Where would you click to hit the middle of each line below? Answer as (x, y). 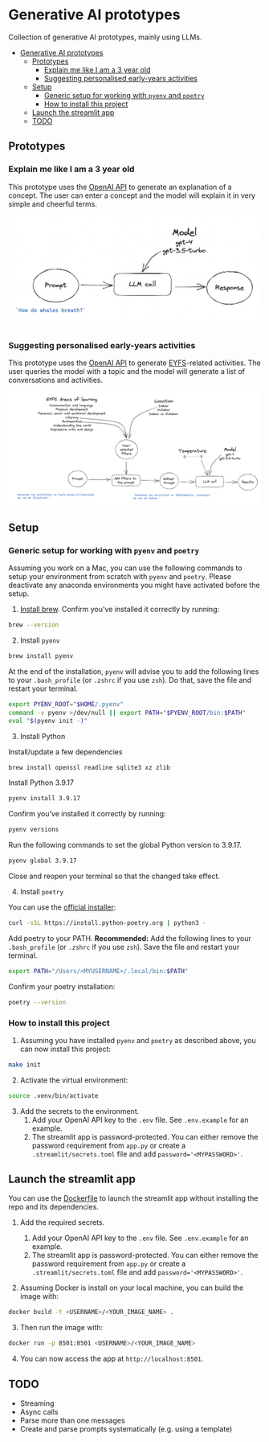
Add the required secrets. (62, 1222)
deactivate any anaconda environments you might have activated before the (134, 585)
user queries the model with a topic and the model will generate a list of (127, 371)
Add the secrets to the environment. (79, 1111)
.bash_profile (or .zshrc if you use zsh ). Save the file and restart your (124, 947)
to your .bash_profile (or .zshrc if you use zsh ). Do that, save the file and (130, 680)
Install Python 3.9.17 (41, 783)
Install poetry (42, 891)
